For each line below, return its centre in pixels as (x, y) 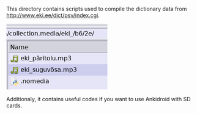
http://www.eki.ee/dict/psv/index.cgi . (53, 15)
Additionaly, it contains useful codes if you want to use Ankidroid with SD (98, 99)
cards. (14, 105)
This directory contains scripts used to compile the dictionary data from (97, 9)
